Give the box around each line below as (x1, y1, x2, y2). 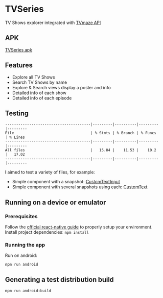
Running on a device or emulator (5, 198, 106, 206)
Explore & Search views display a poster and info (12, 84, 111, 90)
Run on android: (5, 252, 38, 258)
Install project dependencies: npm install (5, 229, 89, 235)
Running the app (5, 241, 46, 248)
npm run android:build (5, 288, 51, 294)
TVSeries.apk (5, 47, 33, 52)
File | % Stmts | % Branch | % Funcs (5, 131, 157, 136)
